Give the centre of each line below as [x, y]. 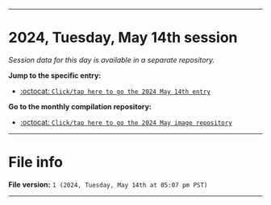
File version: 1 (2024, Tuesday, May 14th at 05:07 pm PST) [108, 184]
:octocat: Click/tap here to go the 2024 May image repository [126, 122]
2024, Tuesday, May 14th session [123, 38]
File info [35, 162]
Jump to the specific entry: [55, 75]
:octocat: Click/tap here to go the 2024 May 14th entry [115, 91]
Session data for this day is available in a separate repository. [112, 59]
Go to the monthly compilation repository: [80, 106]
